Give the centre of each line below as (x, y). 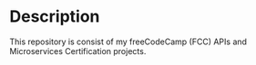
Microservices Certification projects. (78, 51)
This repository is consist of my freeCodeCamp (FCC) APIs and (128, 42)
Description (55, 17)
